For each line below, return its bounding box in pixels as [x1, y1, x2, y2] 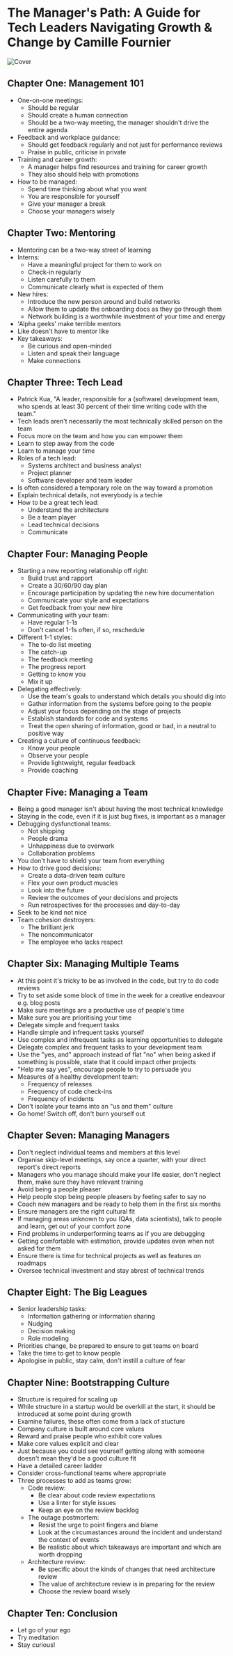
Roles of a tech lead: [17, 454, 77, 463]
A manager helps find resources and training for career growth [27, 162, 207, 171]
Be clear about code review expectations [38, 1491, 156, 1500]
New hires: [17, 290, 49, 298]
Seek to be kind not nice [17, 908, 88, 916]
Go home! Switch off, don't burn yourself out [17, 1109, 145, 1118]
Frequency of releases [27, 1079, 93, 1088]
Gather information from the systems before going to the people [27, 700, 211, 708]
